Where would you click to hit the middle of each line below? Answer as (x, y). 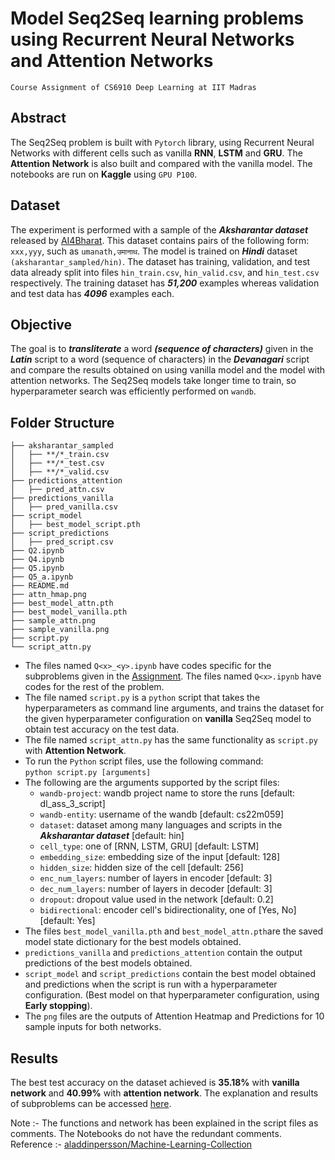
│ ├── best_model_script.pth (75, 525)
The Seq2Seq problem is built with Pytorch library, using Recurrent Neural (162, 142)
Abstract (38, 118)
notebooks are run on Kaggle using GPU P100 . (104, 174)
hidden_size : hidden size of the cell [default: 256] (141, 868)
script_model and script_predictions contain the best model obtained (170, 974)
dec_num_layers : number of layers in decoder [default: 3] (156, 889)
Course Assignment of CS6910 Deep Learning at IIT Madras (133, 87)
